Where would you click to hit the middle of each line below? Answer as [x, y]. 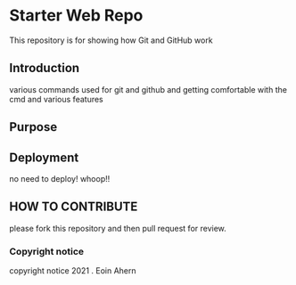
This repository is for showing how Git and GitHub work [111, 40]
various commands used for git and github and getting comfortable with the [148, 89]
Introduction [45, 68]
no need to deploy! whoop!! [60, 178]
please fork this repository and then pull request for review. [118, 228]
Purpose [33, 127]
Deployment [44, 157]
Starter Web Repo [76, 16]
